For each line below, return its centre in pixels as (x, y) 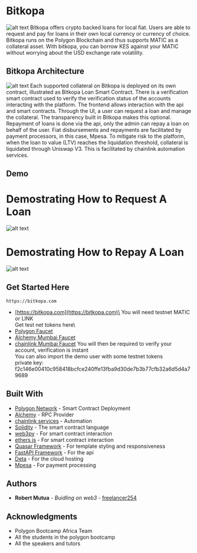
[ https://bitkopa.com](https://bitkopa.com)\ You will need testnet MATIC (102, 312)
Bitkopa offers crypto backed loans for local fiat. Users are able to (110, 27)
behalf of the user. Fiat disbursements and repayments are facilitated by (94, 129)
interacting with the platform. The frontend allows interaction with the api (95, 105)
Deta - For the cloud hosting (49, 459)
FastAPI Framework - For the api (54, 452)
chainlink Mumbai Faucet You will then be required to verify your (93, 343)
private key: (29, 362)
